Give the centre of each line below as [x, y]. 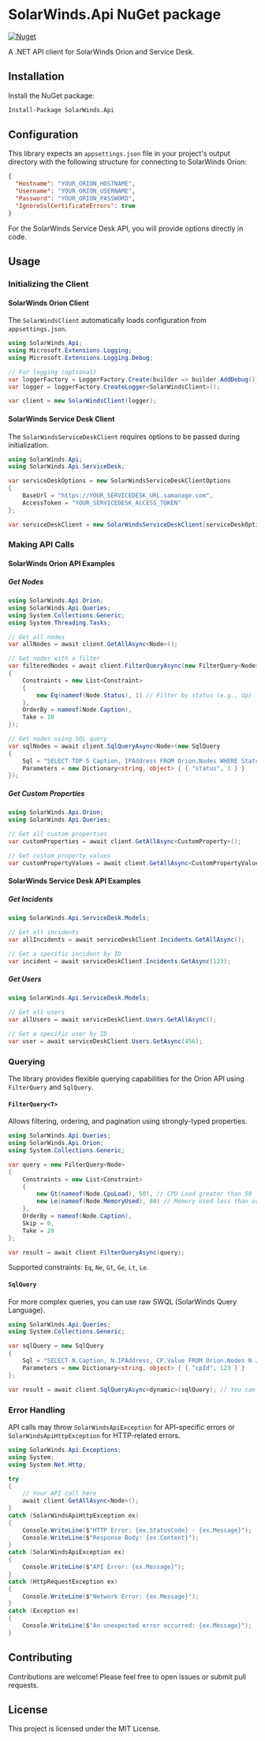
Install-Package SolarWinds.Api [61, 110]
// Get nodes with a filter [54, 659]
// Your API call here [60, 1494]
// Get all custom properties [58, 834]
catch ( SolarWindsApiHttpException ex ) [74, 1515]
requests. [24, 1685]
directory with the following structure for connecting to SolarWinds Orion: [127, 162]
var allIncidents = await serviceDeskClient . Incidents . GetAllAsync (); [127, 940]
